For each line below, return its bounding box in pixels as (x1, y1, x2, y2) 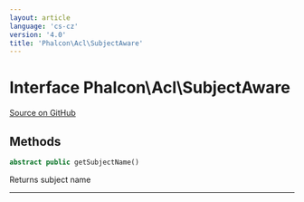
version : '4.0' (9, 30, 67, 39)
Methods (9, 133, 62, 149)
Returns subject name (9, 174, 91, 185)
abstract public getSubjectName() (9, 158, 140, 167)
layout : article (9, 13, 71, 23)
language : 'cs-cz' (9, 22, 79, 31)
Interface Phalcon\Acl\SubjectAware (9, 78, 291, 98)
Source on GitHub (9, 108, 77, 119)
